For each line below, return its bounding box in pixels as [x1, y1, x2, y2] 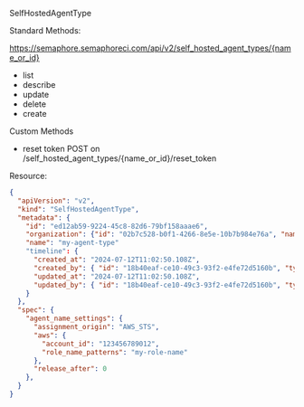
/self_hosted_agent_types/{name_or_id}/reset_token [22, 153, 217, 164]
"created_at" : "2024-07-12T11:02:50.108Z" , [33, 255, 201, 264]
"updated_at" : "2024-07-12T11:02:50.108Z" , [33, 271, 201, 281]
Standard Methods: [9, 25, 81, 35]
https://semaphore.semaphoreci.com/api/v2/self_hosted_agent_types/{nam [9, 43, 291, 53]
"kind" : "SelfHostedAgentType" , [17, 204, 140, 213]
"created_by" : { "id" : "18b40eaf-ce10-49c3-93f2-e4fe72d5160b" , [33, 263, 281, 272]
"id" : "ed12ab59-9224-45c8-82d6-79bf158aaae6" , [25, 222, 208, 231]
